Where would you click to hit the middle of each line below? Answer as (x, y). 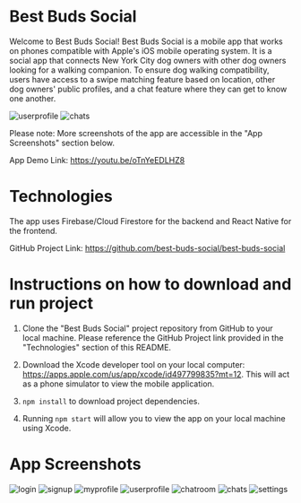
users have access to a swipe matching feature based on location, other (142, 79)
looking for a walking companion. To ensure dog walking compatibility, (139, 70)
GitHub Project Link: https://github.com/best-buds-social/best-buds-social (147, 247)
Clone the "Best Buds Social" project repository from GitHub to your (147, 328)
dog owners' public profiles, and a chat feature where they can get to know (148, 89)
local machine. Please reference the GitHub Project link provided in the (153, 337)
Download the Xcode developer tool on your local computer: (133, 364)
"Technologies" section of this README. (97, 347)
